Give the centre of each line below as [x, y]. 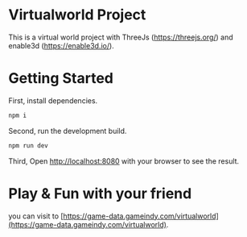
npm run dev [28, 146]
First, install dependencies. [53, 100]
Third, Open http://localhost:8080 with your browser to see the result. [124, 161]
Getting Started [61, 79]
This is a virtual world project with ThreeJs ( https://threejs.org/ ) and [121, 37]
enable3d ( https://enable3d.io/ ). [61, 45]
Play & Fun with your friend [100, 193]
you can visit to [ [36, 216]
